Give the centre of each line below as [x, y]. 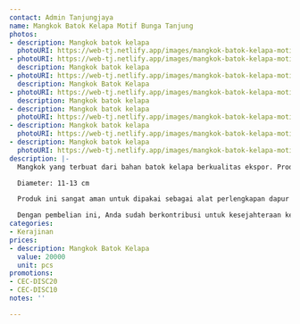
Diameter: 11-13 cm [54, 183]
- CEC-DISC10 [33, 290]
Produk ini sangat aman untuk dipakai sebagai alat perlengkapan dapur [154, 199]
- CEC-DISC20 [33, 282]
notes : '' [28, 298]
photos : [24, 34]
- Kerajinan [31, 232]
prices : [24, 240]
